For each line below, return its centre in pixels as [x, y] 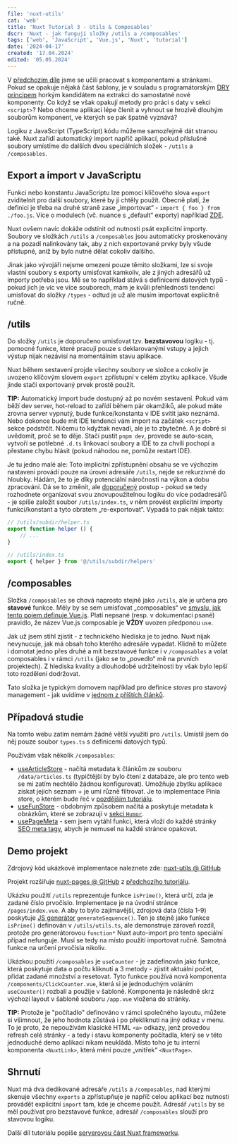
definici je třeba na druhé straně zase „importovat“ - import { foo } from [114, 207]
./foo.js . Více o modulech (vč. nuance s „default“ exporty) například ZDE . [116, 215]
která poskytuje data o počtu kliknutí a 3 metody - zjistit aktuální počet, [110, 969]
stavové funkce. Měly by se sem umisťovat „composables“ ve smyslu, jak [114, 608]
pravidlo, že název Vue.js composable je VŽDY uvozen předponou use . [110, 623]
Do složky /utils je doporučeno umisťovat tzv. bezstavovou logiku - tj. [111, 341]
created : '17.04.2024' [41, 54]
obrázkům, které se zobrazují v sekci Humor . [80, 814]
